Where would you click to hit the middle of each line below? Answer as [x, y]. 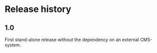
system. [13, 45]
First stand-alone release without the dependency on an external [72, 39]
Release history [38, 9]
